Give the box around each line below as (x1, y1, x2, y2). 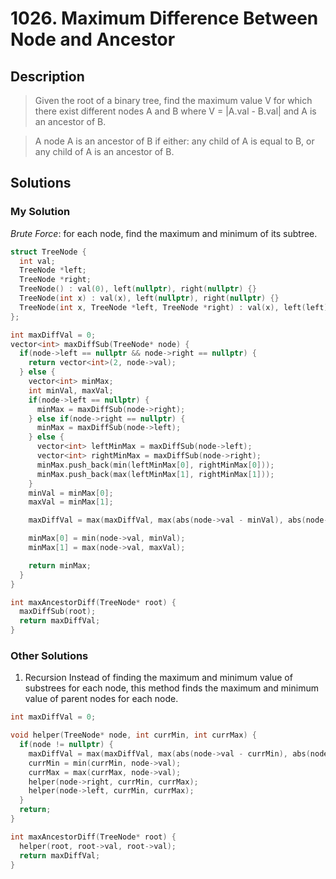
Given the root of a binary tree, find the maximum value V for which (34, 95, 313, 106)
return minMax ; (28, 560, 92, 571)
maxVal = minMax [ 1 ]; (28, 497, 114, 507)
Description (10, 68, 85, 85)
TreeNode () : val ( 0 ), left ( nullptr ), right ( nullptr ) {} (19, 284, 257, 294)
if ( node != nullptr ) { (19, 740, 114, 750)
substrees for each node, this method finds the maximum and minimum (24, 682, 319, 694)
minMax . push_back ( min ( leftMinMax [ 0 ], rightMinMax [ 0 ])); (36, 460, 275, 470)
